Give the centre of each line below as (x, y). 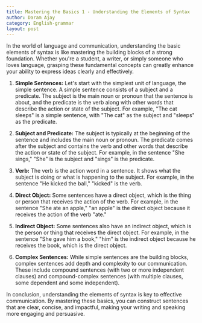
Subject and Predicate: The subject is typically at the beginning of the (103, 133)
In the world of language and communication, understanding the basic (93, 46)
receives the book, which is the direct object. (71, 246)
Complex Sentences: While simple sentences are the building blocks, (102, 257)
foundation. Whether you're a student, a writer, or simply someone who (95, 59)
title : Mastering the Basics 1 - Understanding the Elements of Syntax (98, 12)
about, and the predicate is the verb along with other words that (94, 103)
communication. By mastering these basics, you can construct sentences (97, 301)
